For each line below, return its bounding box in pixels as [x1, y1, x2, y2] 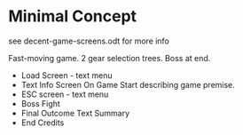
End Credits [20, 117, 65, 128]
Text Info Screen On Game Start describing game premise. [20, 79, 236, 90]
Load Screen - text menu [20, 69, 113, 81]
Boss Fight [20, 98, 61, 108]
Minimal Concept [8, 6, 137, 27]
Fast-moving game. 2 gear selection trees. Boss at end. [8, 52, 211, 63]
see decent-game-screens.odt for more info [8, 36, 170, 46]
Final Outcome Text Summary [20, 107, 130, 118]
